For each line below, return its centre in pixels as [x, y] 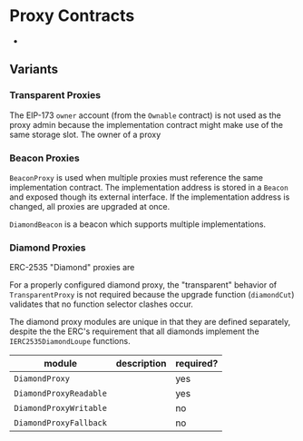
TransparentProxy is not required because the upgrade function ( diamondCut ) [152, 295]
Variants [34, 69]
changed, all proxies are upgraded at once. [90, 206]
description [141, 364]
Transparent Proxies [55, 95]
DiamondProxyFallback [60, 423]
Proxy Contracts [72, 16]
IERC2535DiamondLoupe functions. [70, 341]
